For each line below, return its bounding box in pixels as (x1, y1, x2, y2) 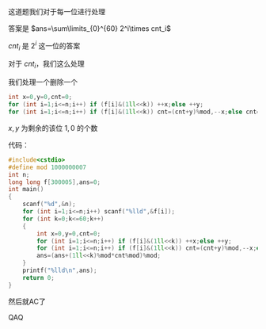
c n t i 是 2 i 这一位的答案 (8, 40, 81, 52)
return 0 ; (22, 274, 55, 281)
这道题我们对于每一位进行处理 (8, 7, 105, 16)
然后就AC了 (8, 296, 46, 306)
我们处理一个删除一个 (8, 78, 78, 87)
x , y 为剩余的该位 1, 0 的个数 (8, 123, 98, 132)
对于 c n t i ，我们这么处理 (8, 59, 85, 71)
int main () (8, 186, 44, 193)
